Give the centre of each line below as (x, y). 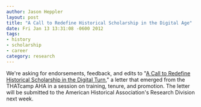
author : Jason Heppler (35, 12)
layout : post (23, 17)
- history (19, 39)
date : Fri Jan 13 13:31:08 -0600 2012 (55, 28)
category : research (31, 56)
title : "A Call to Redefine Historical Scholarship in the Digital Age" (99, 23)
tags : (13, 34)
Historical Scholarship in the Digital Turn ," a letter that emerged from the (96, 80)
